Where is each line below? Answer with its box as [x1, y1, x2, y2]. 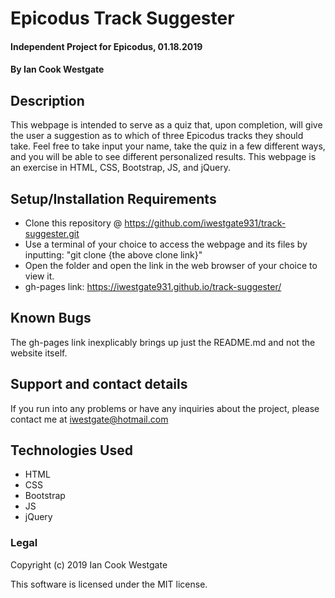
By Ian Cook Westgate [10, 63, 105, 76]
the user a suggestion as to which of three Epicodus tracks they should [10, 130, 304, 142]
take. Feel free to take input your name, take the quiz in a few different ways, [10, 140, 326, 152]
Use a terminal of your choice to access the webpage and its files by [24, 238, 308, 250]
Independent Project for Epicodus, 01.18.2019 [10, 40, 203, 52]
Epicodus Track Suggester [10, 7, 235, 30]
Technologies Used [10, 442, 133, 459]
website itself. [10, 347, 68, 359]
